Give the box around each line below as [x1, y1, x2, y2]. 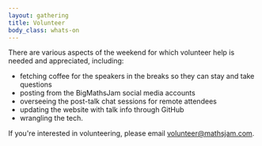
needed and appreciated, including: [8, 56, 124, 66]
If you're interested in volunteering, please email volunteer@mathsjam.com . [8, 129, 255, 138]
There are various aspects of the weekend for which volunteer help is [8, 48, 235, 58]
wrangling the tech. [19, 114, 83, 123]
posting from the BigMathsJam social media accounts [19, 88, 196, 98]
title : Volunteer [8, 19, 66, 27]
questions [19, 80, 53, 89]
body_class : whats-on [8, 26, 80, 34]
